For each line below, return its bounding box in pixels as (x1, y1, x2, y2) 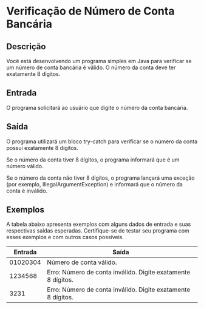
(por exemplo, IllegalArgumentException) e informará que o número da (6, 180, 183, 188)
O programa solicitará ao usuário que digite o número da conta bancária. (6, 104, 188, 111)
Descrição (6, 41, 46, 52)
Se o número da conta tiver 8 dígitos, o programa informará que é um (6, 156, 180, 163)
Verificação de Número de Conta (6, 4, 175, 18)
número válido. (6, 162, 44, 169)
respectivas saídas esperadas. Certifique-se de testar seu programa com (6, 227, 189, 234)
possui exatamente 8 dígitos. (6, 144, 79, 151)
